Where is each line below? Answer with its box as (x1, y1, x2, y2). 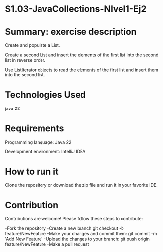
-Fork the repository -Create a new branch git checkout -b (5, 225, 124, 231)
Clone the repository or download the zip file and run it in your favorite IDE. (5, 182, 158, 188)
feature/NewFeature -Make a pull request (5, 241, 89, 247)
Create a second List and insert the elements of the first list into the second (5, 52, 159, 58)
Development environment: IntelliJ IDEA (5, 149, 86, 154)
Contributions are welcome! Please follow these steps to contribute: (5, 216, 143, 221)
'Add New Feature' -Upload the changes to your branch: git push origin (5, 236, 150, 242)
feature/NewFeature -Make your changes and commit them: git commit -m (5, 230, 157, 236)
